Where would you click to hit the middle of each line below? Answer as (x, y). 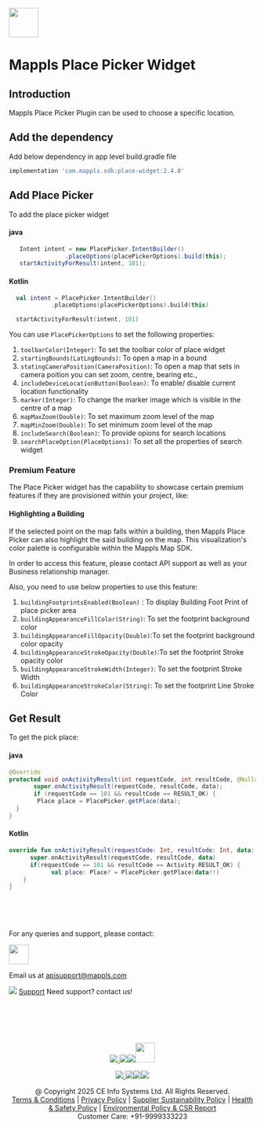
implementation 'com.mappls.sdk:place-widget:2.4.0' (97, 171)
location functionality (54, 391)
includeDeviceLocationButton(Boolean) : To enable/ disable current (128, 383)
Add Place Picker (51, 195)
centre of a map (46, 408)
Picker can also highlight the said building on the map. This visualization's (128, 539)
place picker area (48, 610)
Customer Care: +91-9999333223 (132, 1117)
